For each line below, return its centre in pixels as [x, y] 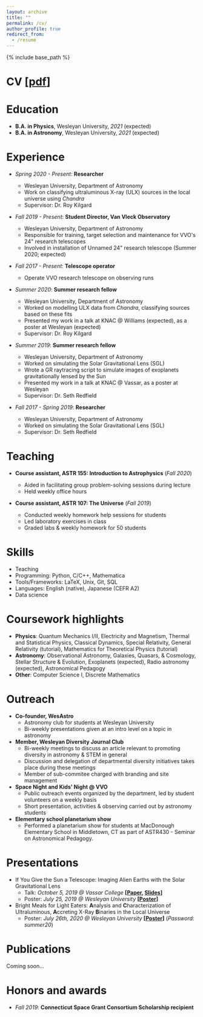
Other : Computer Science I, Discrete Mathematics [78, 675]
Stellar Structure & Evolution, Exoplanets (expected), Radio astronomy [102, 662]
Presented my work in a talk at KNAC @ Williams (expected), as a [105, 321]
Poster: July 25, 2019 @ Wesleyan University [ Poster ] [91, 899]
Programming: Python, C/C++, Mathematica [70, 575]
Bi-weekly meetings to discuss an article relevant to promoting [102, 748]
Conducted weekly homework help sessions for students [95, 515]
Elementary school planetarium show [63, 819]
